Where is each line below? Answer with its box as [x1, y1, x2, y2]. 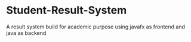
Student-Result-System [6, 4, 127, 17]
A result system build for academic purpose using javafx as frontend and [6, 23, 186, 30]
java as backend [6, 29, 47, 36]
